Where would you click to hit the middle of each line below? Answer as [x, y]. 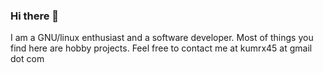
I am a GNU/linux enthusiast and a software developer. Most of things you [162, 38]
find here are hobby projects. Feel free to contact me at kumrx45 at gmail [161, 48]
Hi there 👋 [35, 16]
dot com [27, 59]
